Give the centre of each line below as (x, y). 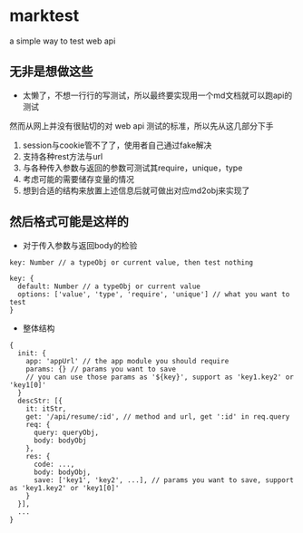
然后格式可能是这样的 (69, 222)
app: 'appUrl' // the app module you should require (127, 361)
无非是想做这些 (51, 72)
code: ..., (54, 464)
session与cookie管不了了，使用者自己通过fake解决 (117, 145)
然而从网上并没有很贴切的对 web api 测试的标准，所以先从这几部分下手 (142, 126)
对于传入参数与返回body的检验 (80, 245)
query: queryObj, (66, 432)
